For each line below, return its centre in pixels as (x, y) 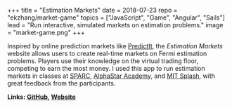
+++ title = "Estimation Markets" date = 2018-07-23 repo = (92, 10)
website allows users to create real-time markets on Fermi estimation (107, 53)
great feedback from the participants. (62, 83)
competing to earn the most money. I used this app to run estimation (106, 68)
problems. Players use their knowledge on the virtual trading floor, (103, 61)
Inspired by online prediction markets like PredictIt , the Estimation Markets (115, 46)
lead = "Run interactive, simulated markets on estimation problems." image (115, 25)
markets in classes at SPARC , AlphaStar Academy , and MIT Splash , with (111, 76)
